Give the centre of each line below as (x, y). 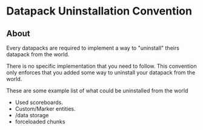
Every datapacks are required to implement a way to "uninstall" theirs (93, 48)
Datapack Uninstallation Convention (99, 11)
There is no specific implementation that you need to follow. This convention (101, 66)
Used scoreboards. (39, 102)
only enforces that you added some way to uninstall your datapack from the (101, 73)
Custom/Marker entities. (45, 109)
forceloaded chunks (40, 122)
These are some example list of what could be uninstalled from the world (97, 91)
